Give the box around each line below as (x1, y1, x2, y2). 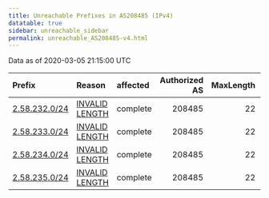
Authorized (159, 75, 204, 86)
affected (116, 80, 150, 91)
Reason (76, 80, 106, 91)
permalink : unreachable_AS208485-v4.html (8, 34, 149, 42)
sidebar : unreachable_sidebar (8, 26, 110, 34)
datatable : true (8, 19, 62, 27)
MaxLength (211, 80, 256, 91)
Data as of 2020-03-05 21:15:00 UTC (8, 56, 131, 65)
